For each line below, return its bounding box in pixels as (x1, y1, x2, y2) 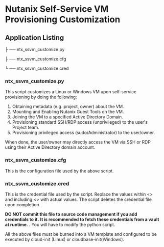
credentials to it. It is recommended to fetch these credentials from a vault (5, 216, 159, 222)
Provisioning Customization (5, 14, 120, 25)
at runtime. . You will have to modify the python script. (5, 221, 116, 227)
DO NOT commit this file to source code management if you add (5, 211, 138, 217)
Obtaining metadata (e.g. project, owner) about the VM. (12, 104, 124, 110)
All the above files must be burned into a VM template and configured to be (5, 231, 157, 237)
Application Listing (5, 33, 64, 42)
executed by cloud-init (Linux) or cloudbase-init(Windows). (5, 236, 124, 242)
